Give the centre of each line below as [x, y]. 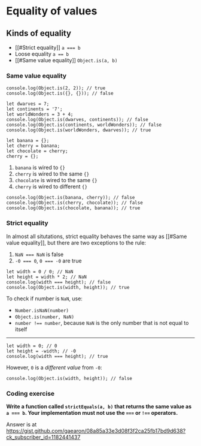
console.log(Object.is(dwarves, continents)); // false [77, 120]
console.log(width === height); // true [57, 356]
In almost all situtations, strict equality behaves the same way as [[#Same [97, 236]
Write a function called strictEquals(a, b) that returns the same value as [99, 406]
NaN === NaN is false [39, 254]
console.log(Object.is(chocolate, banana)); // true [73, 208]
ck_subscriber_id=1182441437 [43, 437]
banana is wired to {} [40, 168]
